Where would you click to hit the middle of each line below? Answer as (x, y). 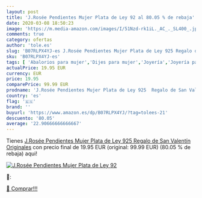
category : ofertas (29, 40)
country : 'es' (24, 96)
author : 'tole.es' (29, 46)
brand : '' (19, 107)
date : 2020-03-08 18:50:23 (40, 23)
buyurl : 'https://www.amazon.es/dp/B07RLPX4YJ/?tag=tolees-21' (87, 113)
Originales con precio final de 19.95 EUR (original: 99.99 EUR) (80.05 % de (99, 147)
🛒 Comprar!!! (22, 189)
